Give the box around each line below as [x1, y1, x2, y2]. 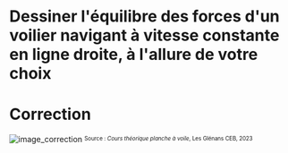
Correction [9, 105, 91, 124]
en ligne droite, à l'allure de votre [9, 45, 258, 64]
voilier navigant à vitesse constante [9, 25, 280, 46]
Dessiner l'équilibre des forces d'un [9, 6, 280, 27]
